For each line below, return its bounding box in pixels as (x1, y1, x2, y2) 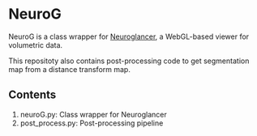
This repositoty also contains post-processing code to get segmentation (8, 56, 250, 66)
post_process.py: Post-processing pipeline (19, 118, 164, 128)
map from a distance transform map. (8, 64, 131, 74)
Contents (8, 88, 57, 102)
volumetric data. (8, 40, 63, 49)
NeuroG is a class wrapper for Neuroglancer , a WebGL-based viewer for (8, 32, 250, 41)
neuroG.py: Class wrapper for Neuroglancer (19, 109, 168, 119)
